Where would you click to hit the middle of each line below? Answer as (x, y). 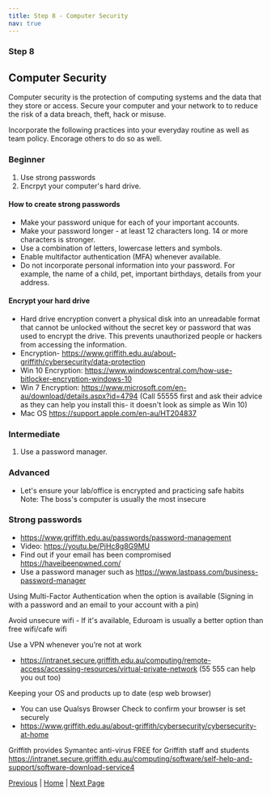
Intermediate (34, 434)
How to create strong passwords (64, 204)
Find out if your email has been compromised (95, 554)
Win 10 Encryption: (51, 370)
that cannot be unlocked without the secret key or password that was (135, 327)
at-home (34, 734)
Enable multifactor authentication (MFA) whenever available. (120, 256)
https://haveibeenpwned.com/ (70, 563)
